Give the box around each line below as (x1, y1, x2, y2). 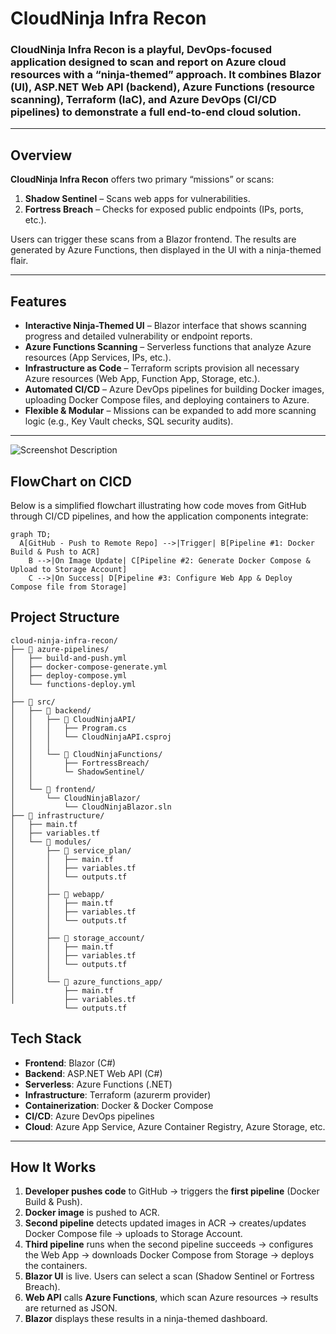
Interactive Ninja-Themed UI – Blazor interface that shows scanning (24, 320, 307, 332)
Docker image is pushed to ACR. (24, 1207, 160, 1219)
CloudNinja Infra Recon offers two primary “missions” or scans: (10, 173, 275, 186)
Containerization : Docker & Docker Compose (24, 1099, 214, 1111)
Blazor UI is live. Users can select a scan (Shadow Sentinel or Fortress (24, 1270, 315, 1282)
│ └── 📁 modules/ (10, 837, 92, 847)
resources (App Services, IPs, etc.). (24, 352, 172, 364)
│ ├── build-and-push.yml (10, 653, 128, 663)
